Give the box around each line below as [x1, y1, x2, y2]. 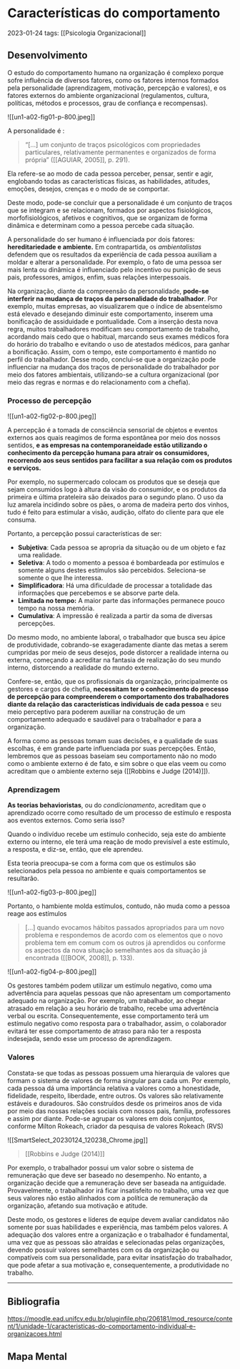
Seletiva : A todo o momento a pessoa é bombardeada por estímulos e [17, 559, 225, 567]
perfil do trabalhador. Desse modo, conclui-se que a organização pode [7, 355, 216, 364]
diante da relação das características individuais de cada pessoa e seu [7, 700, 221, 709]
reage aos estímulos [7, 910, 67, 918]
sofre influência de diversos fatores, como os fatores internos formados [7, 76, 219, 84]
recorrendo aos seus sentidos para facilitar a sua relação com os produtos [7, 456, 233, 465]
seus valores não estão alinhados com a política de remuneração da [7, 1193, 209, 1202]
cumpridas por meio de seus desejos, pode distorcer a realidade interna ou [7, 648, 229, 657]
